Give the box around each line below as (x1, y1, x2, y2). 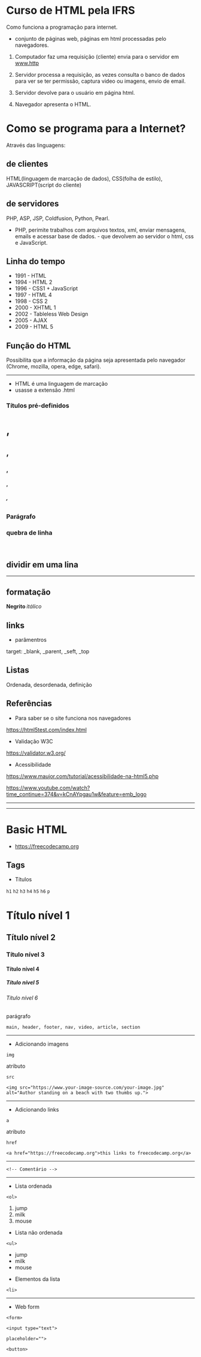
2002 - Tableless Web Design (14, 310, 89, 318)
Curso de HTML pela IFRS (6, 4, 135, 17)
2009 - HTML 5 (14, 323, 54, 331)
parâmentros (14, 637, 47, 644)
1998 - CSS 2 (14, 298, 48, 305)
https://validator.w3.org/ (6, 749, 66, 756)
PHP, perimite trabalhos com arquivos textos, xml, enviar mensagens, (14, 226, 187, 233)
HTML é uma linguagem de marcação (14, 380, 108, 388)
